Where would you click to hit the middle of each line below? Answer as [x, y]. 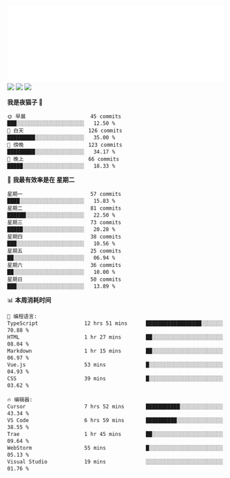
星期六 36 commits [64, 265]
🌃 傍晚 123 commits [65, 145]
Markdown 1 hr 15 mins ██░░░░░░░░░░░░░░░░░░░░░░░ [115, 351]
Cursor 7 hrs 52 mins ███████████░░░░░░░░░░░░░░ [115, 406]
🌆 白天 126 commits [65, 130]
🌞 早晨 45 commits [64, 116]
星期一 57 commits [64, 194]
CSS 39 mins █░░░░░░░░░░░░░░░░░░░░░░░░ [115, 378]
